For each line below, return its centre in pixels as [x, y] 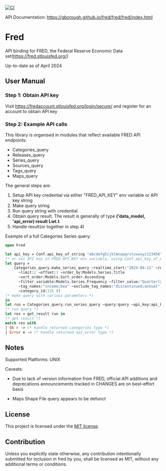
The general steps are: [28, 185]
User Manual [25, 81]
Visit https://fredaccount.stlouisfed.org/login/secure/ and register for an [78, 106]
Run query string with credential [45, 211]
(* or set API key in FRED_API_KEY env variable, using [64, 259]
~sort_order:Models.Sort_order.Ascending [62, 277]
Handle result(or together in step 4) [48, 226]
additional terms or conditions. [36, 464]
